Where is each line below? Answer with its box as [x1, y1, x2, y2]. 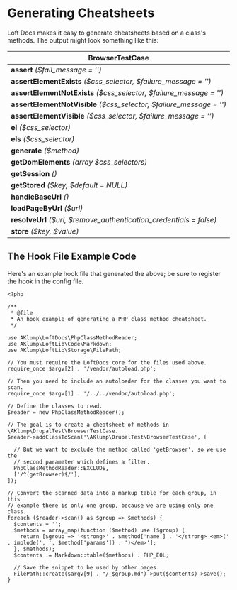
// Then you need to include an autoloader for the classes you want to [7, 378, 226, 385]
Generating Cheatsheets [7, 5, 155, 21]
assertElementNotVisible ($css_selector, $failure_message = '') [11, 99, 227, 109]
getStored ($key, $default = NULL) [11, 180, 128, 190]
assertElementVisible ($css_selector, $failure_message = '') [11, 111, 214, 121]
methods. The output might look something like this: [7, 35, 159, 44]
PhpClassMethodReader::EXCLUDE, [13, 464, 110, 471]
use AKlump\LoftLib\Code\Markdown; [7, 340, 112, 347]
